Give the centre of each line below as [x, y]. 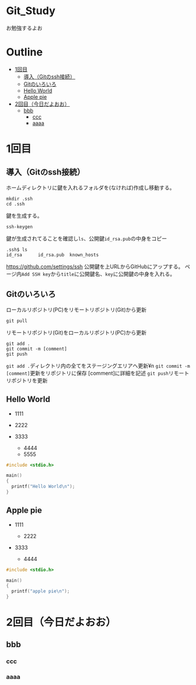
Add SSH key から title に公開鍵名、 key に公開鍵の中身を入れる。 [98, 274]
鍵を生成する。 [24, 215]
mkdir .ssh [19, 199]
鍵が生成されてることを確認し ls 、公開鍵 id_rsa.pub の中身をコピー [86, 238]
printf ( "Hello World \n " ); [43, 487]
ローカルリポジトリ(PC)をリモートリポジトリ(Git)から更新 [76, 309]
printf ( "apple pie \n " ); [40, 591]
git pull [17, 321]
